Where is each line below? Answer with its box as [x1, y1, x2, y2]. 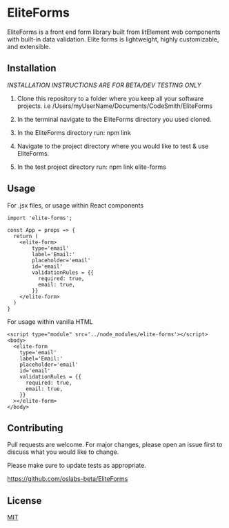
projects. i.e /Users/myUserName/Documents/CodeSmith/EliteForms [17, 102, 212, 110]
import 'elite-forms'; [7, 215, 72, 221]
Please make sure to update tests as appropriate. [7, 462, 147, 470]
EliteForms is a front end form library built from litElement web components [7, 28, 221, 36]
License [7, 495, 42, 507]
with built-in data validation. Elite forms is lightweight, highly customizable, [7, 35, 219, 43]
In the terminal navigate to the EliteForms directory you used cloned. [17, 115, 212, 123]
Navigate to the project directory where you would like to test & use [17, 142, 209, 150]
